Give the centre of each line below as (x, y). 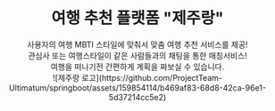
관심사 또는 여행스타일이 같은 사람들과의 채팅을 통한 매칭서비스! (137, 55)
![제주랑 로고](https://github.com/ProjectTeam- (137, 77)
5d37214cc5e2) (137, 97)
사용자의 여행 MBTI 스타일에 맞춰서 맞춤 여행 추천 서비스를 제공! (137, 44)
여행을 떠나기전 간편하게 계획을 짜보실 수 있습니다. (137, 67)
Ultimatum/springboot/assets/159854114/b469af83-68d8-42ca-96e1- (137, 87)
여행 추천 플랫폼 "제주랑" (137, 18)
